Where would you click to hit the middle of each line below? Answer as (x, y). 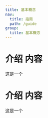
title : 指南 (21, 19)
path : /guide (23, 24)
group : (12, 28)
